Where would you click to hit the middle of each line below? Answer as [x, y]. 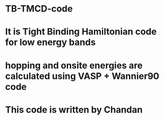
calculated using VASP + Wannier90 [82, 76]
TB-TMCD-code [39, 9]
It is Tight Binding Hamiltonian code [81, 32]
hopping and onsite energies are [74, 65]
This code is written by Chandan [74, 110]
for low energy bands [51, 42]
